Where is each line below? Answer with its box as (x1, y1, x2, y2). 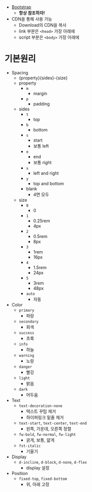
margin (33, 90, 47, 96)
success (18, 330, 34, 335)
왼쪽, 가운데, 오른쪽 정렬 (26, 426, 72, 431)
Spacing (11, 69, 29, 75)
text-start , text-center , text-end (18, 420, 87, 426)
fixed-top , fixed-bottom (18, 475, 67, 481)
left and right (33, 170, 59, 176)
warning (18, 353, 34, 358)
